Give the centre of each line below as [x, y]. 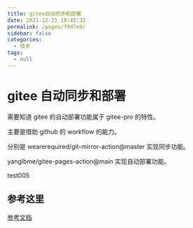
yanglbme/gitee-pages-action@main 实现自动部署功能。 [89, 161]
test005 [19, 175]
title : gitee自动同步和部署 [44, 14]
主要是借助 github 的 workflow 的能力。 [64, 131]
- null [23, 59]
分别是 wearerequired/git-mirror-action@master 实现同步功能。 [99, 146]
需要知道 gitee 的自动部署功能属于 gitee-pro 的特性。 [83, 117]
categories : [24, 40]
